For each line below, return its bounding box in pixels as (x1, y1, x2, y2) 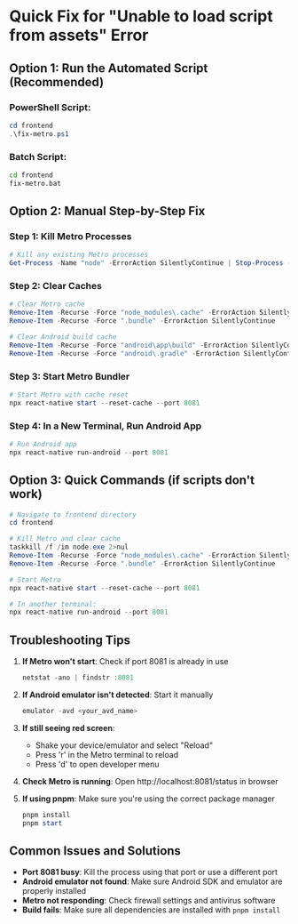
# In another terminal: (9, 599, 98, 608)
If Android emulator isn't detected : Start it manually (21, 689, 214, 700)
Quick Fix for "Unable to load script (9, 6, 273, 27)
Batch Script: (9, 150, 67, 163)
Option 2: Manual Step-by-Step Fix (9, 204, 206, 219)
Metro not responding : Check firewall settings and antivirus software (21, 896, 276, 906)
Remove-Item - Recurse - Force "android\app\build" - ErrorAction (9, 341, 248, 350)
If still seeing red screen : (21, 722, 115, 733)
